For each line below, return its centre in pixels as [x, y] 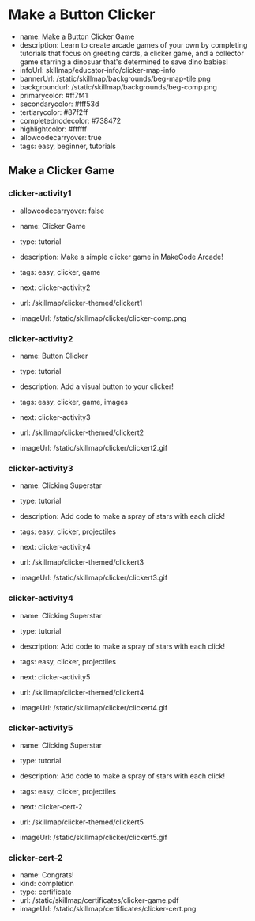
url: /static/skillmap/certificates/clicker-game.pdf [99, 900]
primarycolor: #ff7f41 [54, 95]
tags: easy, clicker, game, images [74, 402]
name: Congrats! [47, 875]
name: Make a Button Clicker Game [77, 36]
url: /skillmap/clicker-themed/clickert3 [82, 562]
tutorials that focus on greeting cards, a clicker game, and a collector [132, 53]
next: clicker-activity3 [55, 417]
